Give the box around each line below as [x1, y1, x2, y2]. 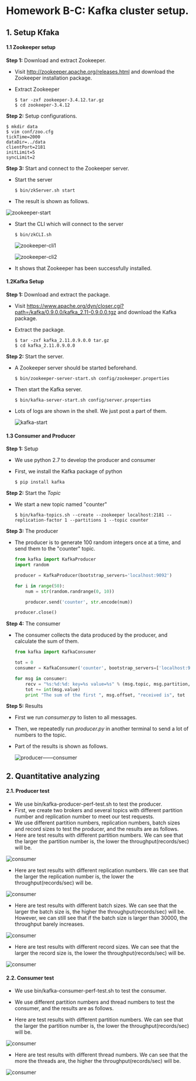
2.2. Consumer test [6, 974, 54, 981]
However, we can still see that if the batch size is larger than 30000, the [14, 915, 188, 922]
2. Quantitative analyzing [6, 771, 100, 781]
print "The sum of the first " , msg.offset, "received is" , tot [25, 692, 185, 698]
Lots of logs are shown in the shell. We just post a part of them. [14, 407, 167, 414]
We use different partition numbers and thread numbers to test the [14, 998, 175, 1005]
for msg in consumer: [14, 675, 67, 682]
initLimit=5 [6, 149, 35, 155]
